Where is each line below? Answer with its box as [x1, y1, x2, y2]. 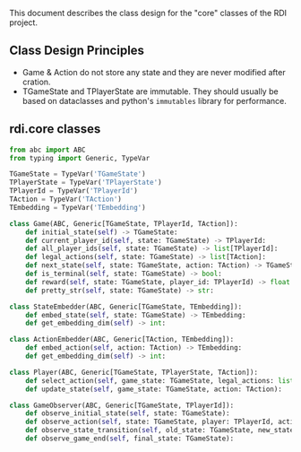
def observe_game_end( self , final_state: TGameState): [25, 434, 235, 443]
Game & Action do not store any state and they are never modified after [21, 66, 286, 77]
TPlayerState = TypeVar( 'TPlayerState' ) [9, 178, 163, 187]
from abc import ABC [9, 145, 87, 154]
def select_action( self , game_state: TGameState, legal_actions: [25, 376, 275, 385]
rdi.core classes [9, 121, 101, 137]
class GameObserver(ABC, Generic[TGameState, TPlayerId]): [9, 401, 235, 410]
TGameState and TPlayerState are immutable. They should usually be [21, 85, 279, 97]
